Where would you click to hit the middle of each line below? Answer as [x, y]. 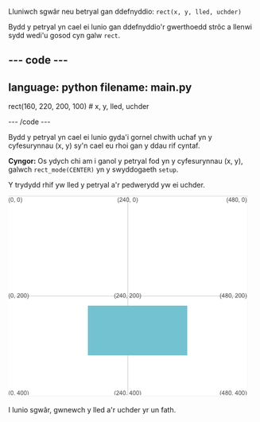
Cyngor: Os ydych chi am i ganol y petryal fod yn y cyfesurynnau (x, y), [126, 161]
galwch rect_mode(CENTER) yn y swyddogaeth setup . [93, 169]
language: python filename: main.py [100, 87]
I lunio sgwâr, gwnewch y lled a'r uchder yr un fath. [92, 410]
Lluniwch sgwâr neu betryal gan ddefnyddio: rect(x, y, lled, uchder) [125, 12]
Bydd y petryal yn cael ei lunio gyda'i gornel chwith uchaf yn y [110, 137]
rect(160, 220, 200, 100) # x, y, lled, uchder [79, 106]
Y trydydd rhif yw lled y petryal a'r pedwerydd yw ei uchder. [107, 185]
